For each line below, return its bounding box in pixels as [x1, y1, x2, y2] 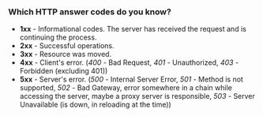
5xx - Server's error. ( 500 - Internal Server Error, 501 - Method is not [19, 74, 243, 85]
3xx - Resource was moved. [19, 50, 112, 59]
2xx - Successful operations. [19, 41, 115, 51]
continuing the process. [19, 32, 97, 42]
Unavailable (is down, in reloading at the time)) [19, 100, 171, 109]
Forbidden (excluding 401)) [19, 66, 108, 76]
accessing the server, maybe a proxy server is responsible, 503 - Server [19, 92, 255, 101]
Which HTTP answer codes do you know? [8, 6, 171, 17]
